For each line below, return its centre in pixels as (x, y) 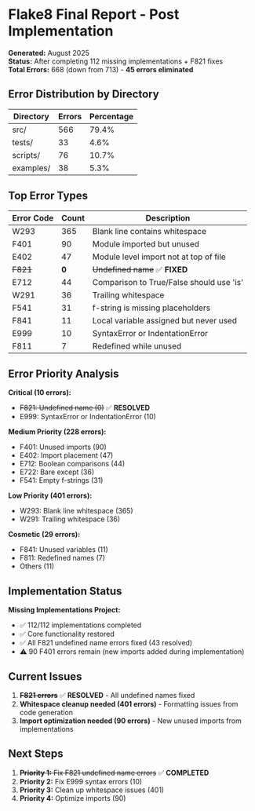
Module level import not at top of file (159, 257)
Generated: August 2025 (49, 53)
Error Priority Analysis (64, 373)
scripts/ (26, 155)
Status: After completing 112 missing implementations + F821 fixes (116, 61)
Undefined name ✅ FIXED (140, 269)
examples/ (31, 168)
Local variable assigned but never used (165, 320)
